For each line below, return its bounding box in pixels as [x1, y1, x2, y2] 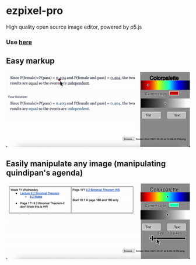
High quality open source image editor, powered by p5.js [6, 23, 142, 30]
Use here [6, 38, 32, 46]
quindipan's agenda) [6, 168, 83, 177]
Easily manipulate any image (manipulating [6, 159, 166, 169]
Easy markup [6, 56, 55, 66]
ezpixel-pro [6, 4, 63, 18]
